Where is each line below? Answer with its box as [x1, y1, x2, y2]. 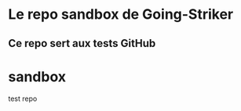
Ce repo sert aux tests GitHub [8, 37, 156, 50]
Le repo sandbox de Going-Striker [8, 5, 234, 23]
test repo [8, 94, 38, 103]
